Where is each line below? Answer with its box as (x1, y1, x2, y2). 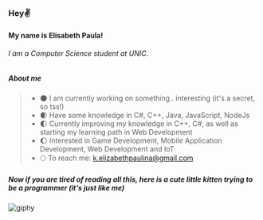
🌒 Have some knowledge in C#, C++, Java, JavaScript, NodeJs (39, 111, 250, 120)
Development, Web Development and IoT (39, 144, 175, 154)
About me (8, 73, 42, 83)
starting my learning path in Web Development (39, 128, 193, 137)
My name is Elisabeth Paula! (8, 30, 104, 40)
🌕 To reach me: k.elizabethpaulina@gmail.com (39, 153, 194, 163)
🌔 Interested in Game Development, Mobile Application (39, 136, 222, 146)
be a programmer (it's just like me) (8, 183, 125, 192)
